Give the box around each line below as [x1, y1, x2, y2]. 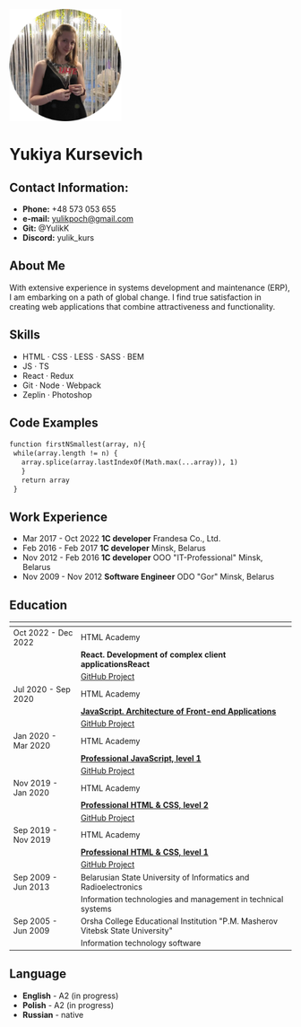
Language [9, 966, 67, 982]
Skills [9, 328, 40, 343]
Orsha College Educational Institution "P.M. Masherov [80, 916, 279, 926]
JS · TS [21, 360, 49, 372]
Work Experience [9, 509, 108, 524]
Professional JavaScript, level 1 [80, 752, 202, 763]
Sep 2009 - [13, 872, 58, 882]
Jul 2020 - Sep [13, 683, 72, 695]
